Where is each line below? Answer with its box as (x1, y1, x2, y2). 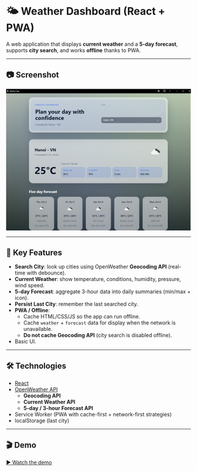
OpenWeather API (14, 385, 58, 393)
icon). (14, 294, 29, 301)
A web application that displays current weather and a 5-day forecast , (6, 40, 178, 48)
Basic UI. (14, 338, 36, 345)
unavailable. (23, 325, 53, 332)
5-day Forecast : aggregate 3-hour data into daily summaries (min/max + (14, 288, 191, 295)
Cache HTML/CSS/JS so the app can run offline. (23, 313, 141, 320)
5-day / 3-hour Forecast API (23, 404, 94, 411)
